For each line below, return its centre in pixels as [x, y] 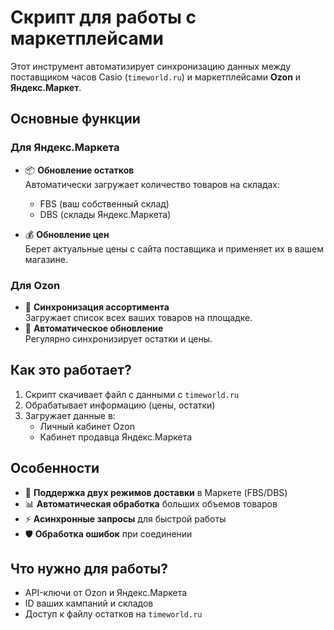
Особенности [55, 468]
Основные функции [75, 119]
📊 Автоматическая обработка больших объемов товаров [151, 503]
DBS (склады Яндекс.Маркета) [105, 214]
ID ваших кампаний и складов [89, 603]
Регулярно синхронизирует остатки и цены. [118, 338]
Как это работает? [71, 370]
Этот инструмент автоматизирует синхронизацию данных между [151, 66]
